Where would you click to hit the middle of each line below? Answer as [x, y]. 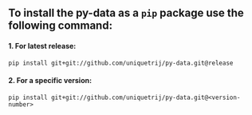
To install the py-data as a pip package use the [126, 13]
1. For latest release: [42, 46]
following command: [61, 26]
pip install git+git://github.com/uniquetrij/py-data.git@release [121, 63]
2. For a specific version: [50, 81]
